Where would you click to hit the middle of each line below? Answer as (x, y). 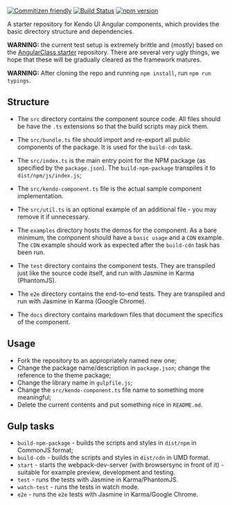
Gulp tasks (31, 426)
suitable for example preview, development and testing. (96, 472)
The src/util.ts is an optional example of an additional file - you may (117, 209)
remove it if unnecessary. (53, 216)
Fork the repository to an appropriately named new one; (97, 360)
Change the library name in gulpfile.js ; (75, 382)
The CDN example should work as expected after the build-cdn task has (118, 245)
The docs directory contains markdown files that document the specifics (120, 314)
